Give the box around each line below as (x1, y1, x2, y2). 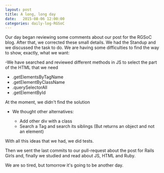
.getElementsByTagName (12, 74, 64, 80)
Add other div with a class (19, 118, 73, 124)
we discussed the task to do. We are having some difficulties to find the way (5, 45, 160, 50)
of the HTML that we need (5, 65, 58, 71)
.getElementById (12, 90, 46, 96)
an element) (19, 128, 44, 135)
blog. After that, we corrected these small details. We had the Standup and (5, 40, 156, 46)
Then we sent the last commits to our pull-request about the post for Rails (5, 148, 155, 153)
